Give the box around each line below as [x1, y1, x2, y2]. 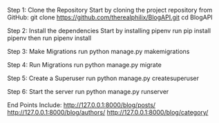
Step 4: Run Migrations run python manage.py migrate [7, 61, 162, 68]
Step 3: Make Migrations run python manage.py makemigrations [7, 48, 190, 55]
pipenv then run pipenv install [7, 34, 92, 42]
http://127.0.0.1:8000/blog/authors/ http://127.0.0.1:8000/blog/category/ [7, 108, 209, 116]
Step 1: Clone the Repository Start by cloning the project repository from [7, 6, 213, 14]
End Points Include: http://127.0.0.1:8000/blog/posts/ [7, 101, 156, 109]
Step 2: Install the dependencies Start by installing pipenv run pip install [7, 27, 211, 35]
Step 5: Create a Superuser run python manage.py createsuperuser [7, 74, 199, 82]
